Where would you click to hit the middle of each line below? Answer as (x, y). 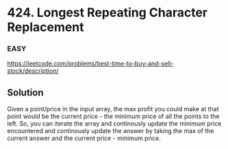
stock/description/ (33, 71)
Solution (25, 92)
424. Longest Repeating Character (107, 13)
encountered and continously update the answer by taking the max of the (111, 131)
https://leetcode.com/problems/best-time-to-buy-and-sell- (90, 64)
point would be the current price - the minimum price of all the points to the (113, 116)
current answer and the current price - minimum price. (84, 138)
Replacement (46, 27)
